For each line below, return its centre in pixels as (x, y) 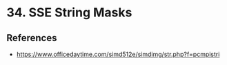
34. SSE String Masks (69, 13)
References (32, 38)
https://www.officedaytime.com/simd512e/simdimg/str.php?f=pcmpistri (118, 54)
